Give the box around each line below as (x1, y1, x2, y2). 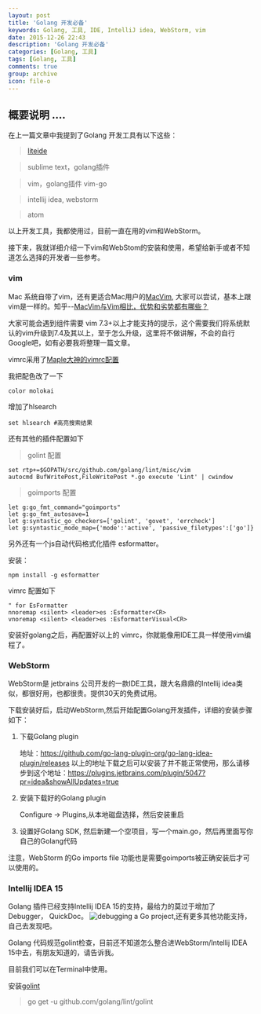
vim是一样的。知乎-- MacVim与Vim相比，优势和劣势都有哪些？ (8, 302, 209, 311)
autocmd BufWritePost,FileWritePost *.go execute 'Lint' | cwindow (8, 473, 234, 481)
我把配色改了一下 (8, 371, 63, 381)
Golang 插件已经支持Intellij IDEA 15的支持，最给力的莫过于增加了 (8, 902, 216, 911)
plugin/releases (19, 758, 71, 767)
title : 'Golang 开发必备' (8, 19, 89, 27)
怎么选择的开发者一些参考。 (14, 253, 104, 262)
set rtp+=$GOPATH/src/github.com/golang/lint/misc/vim (8, 466, 191, 474)
